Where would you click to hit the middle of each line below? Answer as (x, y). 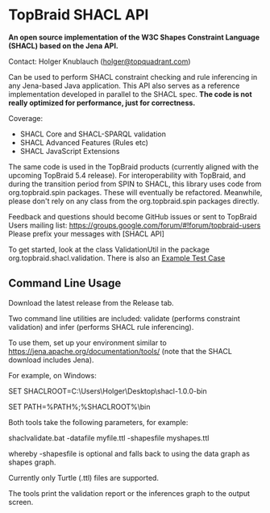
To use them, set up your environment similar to (87, 342)
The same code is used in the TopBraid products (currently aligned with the (134, 166)
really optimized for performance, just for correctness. (102, 102)
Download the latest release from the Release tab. (91, 302)
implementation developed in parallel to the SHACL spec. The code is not (130, 94)
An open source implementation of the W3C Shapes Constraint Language (134, 37)
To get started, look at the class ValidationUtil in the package (109, 249)
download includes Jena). (51, 360)
